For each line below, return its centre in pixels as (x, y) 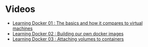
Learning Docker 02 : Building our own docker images (68, 33)
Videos (20, 9)
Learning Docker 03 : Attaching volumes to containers (68, 39)
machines (22, 28)
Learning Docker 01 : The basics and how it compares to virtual (77, 23)
